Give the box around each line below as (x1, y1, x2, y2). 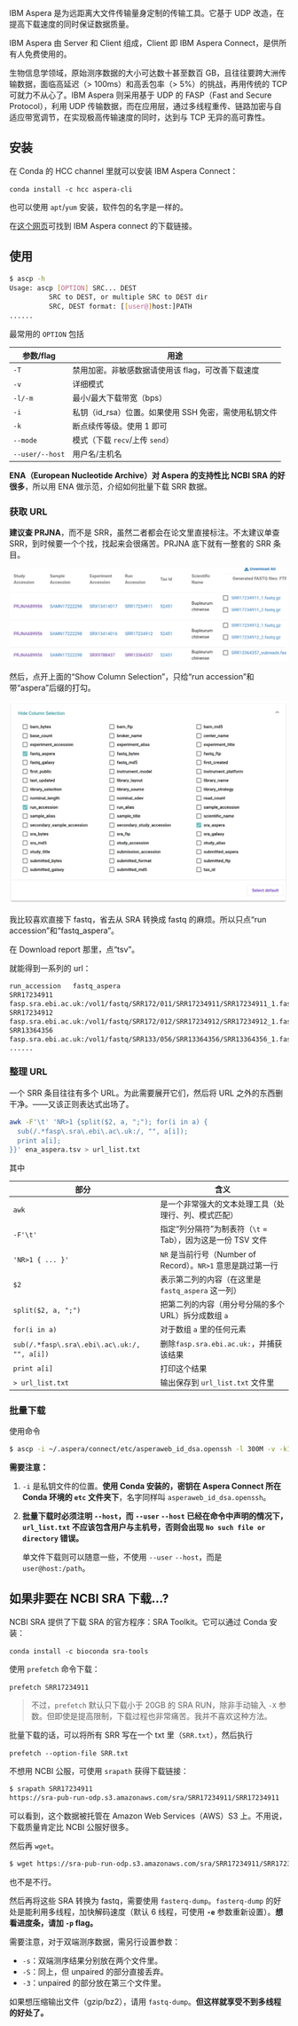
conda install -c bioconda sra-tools (9, 1646, 149, 1656)
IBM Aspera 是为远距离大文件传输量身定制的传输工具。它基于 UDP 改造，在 (9, 8, 285, 18)
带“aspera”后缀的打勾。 (9, 682, 96, 693)
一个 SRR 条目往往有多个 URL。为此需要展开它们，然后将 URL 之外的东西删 (9, 1088, 284, 1098)
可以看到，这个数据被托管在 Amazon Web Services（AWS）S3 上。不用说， (9, 1810, 287, 1821)
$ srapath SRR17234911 (9, 1784, 93, 1794)
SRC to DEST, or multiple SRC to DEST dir (48, 293, 208, 302)
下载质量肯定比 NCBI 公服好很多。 (9, 1822, 134, 1833)
